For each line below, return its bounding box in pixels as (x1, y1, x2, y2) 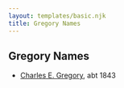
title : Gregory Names (8, 19, 81, 27)
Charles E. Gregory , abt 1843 (19, 70, 117, 81)
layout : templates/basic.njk (8, 11, 106, 20)
